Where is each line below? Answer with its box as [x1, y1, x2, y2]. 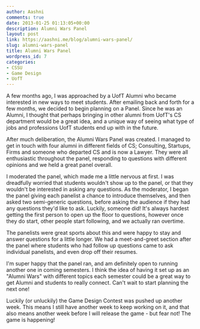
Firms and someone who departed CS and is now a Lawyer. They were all [6, 148, 188, 156]
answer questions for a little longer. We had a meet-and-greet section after [6, 235, 192, 243]
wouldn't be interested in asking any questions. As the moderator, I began [6, 186, 189, 193]
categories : [6, 59, 36, 65]
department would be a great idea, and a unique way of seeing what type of [6, 118, 194, 125]
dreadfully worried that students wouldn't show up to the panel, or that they [6, 180, 193, 187]
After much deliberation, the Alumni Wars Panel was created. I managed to [6, 136, 191, 143]
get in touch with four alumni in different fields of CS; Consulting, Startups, [6, 142, 191, 149]
